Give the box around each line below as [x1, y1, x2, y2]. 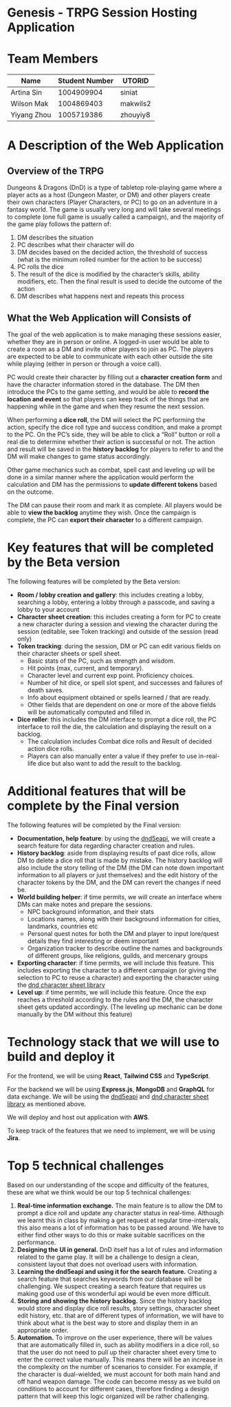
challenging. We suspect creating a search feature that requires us [16, 1281, 206, 1290]
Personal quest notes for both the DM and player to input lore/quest [27, 929, 219, 937]
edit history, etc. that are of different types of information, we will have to [16, 1311, 224, 1319]
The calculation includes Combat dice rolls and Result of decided [27, 737, 212, 746]
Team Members [7, 51, 98, 67]
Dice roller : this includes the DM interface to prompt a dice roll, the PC [16, 715, 217, 724]
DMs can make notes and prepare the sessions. [16, 900, 153, 908]
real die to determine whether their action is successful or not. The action [7, 437, 215, 446]
